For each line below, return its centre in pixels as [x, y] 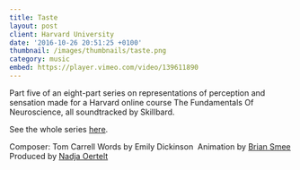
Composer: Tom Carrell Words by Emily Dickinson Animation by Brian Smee [150, 146]
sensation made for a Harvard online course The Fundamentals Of [132, 102]
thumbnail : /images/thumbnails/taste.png [88, 51]
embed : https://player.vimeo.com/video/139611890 [104, 68]
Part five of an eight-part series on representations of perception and [137, 93]
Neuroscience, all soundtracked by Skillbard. [92, 112]
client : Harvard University [62, 34]
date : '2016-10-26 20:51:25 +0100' [76, 42]
